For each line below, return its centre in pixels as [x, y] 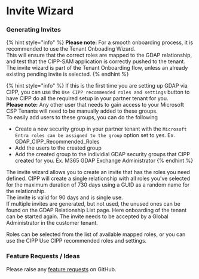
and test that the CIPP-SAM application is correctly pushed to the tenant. [96, 61]
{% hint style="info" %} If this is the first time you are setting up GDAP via [97, 86]
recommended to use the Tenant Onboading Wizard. [71, 49]
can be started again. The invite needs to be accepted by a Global [87, 216]
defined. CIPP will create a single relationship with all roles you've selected [98, 179]
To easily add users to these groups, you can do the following [82, 117]
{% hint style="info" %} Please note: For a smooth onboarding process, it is [99, 42]
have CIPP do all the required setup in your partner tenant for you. [87, 98]
